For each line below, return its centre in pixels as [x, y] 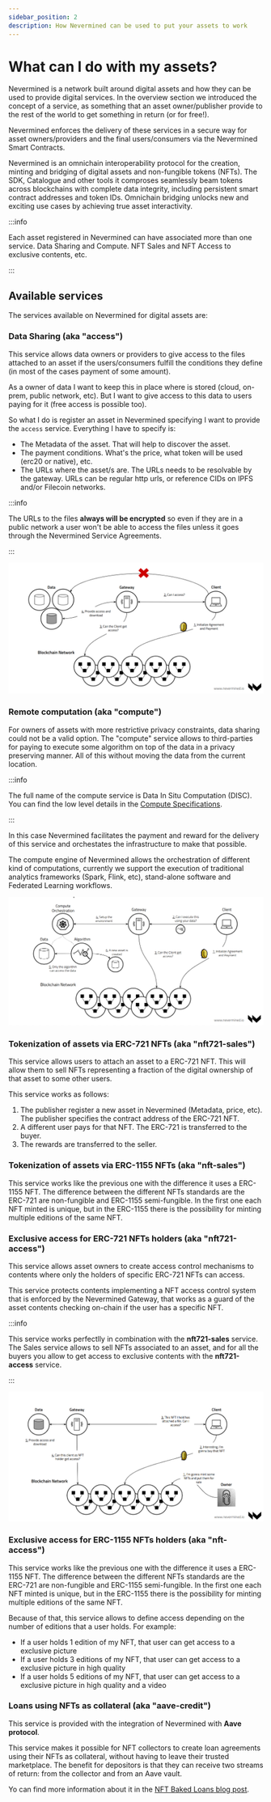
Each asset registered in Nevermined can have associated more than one [130, 238]
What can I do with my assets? [113, 67]
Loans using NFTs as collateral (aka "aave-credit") [110, 1706]
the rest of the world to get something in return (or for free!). [109, 115]
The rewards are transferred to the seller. [89, 1144]
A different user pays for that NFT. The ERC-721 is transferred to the [133, 1127]
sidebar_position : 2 [43, 17]
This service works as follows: [59, 1094]
